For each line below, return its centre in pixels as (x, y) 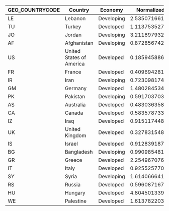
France (73, 72)
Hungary (75, 193)
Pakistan (75, 96)
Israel (71, 144)
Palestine (76, 201)
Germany (76, 88)
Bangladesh (79, 152)
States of (75, 57)
